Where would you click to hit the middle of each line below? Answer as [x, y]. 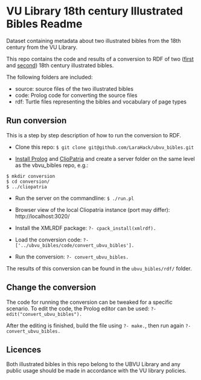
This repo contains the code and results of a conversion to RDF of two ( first [100, 59]
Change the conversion [51, 288]
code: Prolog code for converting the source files [76, 95]
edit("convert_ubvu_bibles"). [44, 314]
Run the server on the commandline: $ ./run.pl [75, 198]
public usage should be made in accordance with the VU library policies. [96, 371]
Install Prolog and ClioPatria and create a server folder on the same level [105, 159]
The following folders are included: [49, 77]
